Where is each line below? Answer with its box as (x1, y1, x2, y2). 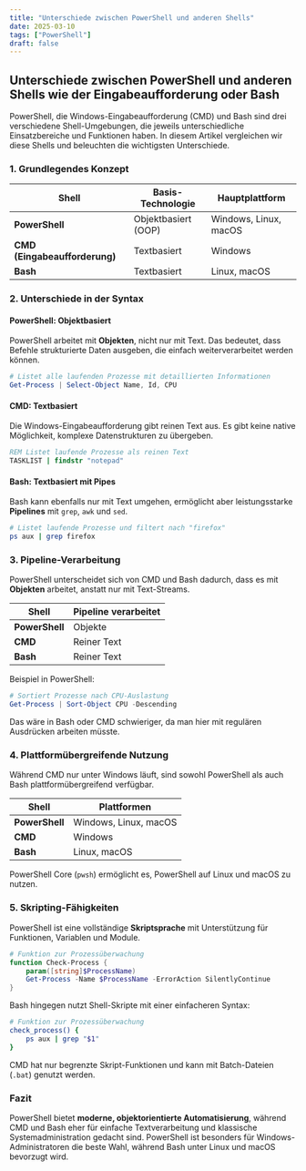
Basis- (152, 186, 184, 199)
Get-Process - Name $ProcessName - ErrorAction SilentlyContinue (25, 975, 271, 984)
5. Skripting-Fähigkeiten (9, 901, 119, 914)
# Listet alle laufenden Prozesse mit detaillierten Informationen (9, 372, 271, 382)
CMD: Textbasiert (9, 400, 78, 411)
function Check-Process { (9, 958, 107, 967)
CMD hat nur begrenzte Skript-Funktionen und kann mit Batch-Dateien (9, 1059, 275, 1070)
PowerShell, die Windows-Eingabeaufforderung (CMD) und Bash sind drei (9, 111, 287, 122)
